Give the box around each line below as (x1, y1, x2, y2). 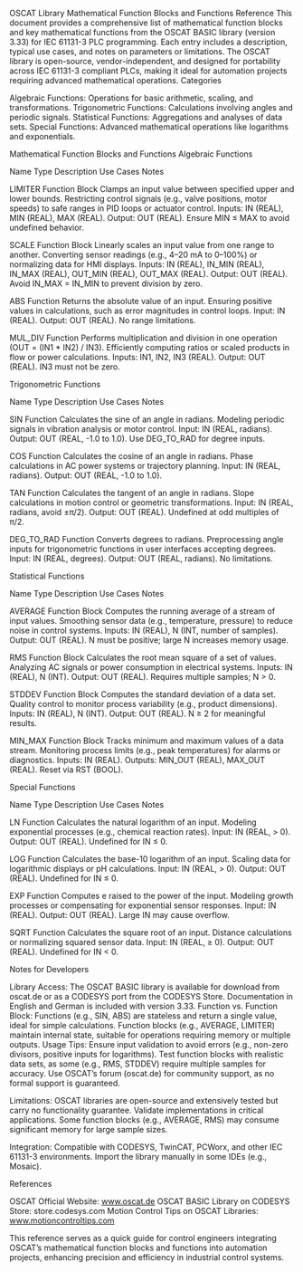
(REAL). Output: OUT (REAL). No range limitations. (9, 315, 196, 325)
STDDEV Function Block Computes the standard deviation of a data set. (9, 689, 276, 700)
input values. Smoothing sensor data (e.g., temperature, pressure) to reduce (9, 616, 294, 626)
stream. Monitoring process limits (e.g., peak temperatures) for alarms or (9, 745, 281, 755)
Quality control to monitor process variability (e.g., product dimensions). (9, 699, 278, 709)
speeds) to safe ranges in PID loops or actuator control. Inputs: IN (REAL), (9, 203, 284, 214)
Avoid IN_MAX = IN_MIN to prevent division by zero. (9, 278, 204, 289)
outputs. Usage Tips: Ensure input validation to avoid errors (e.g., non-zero (9, 1039, 289, 1049)
